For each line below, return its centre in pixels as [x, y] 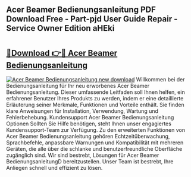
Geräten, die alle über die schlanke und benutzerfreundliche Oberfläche [94, 149]
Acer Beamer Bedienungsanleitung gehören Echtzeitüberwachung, [88, 136]
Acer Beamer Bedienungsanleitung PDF [81, 10]
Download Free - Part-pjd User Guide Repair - [92, 19]
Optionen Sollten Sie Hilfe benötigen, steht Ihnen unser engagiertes [89, 124]
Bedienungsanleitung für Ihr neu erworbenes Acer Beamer [78, 86]
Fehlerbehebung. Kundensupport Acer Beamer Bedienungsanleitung [90, 117]
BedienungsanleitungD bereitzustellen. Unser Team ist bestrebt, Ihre [90, 162]
